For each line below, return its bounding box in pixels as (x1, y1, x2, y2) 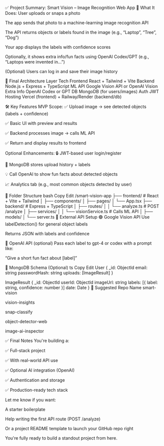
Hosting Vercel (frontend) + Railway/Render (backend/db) (5, 94, 122, 100)
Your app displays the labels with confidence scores (5, 44, 111, 50)
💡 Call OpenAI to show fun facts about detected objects (5, 171, 118, 177)
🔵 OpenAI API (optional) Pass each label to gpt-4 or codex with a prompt (5, 240, 152, 246)
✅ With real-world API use (5, 358, 58, 363)
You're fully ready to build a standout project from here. (5, 435, 118, 441)
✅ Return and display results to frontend (5, 140, 87, 146)
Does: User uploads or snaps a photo (5, 10, 81, 16)
